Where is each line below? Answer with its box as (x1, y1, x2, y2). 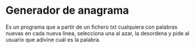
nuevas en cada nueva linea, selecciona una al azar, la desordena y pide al (5, 29, 190, 36)
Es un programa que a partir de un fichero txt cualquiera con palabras (5, 23, 178, 30)
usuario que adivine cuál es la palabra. (5, 36, 101, 43)
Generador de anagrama (5, 4, 129, 17)
